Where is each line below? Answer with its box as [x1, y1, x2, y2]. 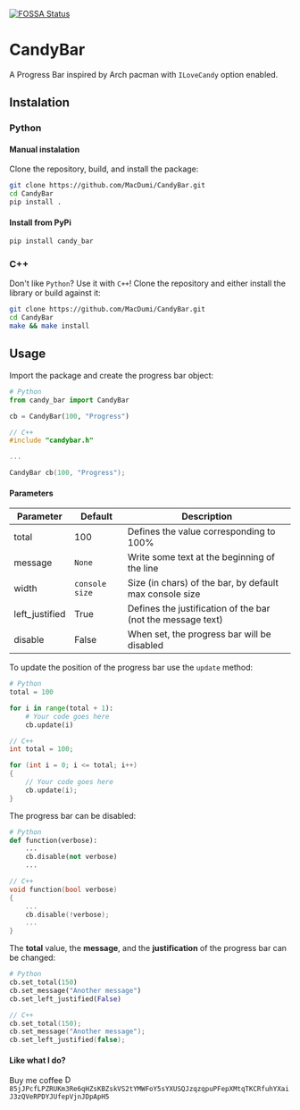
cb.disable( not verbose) [25, 853, 118, 862]
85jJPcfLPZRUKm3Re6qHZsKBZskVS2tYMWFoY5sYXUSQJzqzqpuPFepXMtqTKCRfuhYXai [9, 1085, 290, 1094]
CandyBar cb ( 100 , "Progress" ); [9, 469, 126, 478]
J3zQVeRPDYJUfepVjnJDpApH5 [9, 1092, 110, 1102]
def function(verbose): [9, 836, 98, 845]
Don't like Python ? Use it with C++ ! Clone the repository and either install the [9, 278, 286, 289]
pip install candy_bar [9, 237, 94, 246]
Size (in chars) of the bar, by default [128, 577, 279, 589]
